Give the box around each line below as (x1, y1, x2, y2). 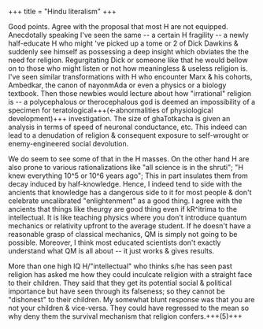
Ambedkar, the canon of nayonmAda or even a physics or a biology (8, 80, 227, 90)
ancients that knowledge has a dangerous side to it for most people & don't (8, 188, 252, 197)
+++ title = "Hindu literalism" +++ (8, 7, 117, 16)
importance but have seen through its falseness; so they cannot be (8, 286, 226, 296)
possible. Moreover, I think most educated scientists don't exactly (8, 238, 221, 247)
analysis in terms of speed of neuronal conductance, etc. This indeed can (8, 122, 247, 131)
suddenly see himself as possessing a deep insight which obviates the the (8, 47, 250, 56)
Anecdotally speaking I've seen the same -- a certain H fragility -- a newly (8, 31, 250, 39)
